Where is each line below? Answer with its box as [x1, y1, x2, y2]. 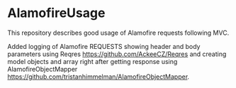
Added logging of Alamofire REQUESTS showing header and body [7, 42, 201, 50]
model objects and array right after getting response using [7, 57, 178, 65]
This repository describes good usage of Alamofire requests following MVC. [7, 28, 230, 37]
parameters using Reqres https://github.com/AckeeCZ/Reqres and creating [7, 50, 227, 58]
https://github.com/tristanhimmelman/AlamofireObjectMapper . [7, 72, 190, 81]
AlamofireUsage [7, 5, 106, 21]
